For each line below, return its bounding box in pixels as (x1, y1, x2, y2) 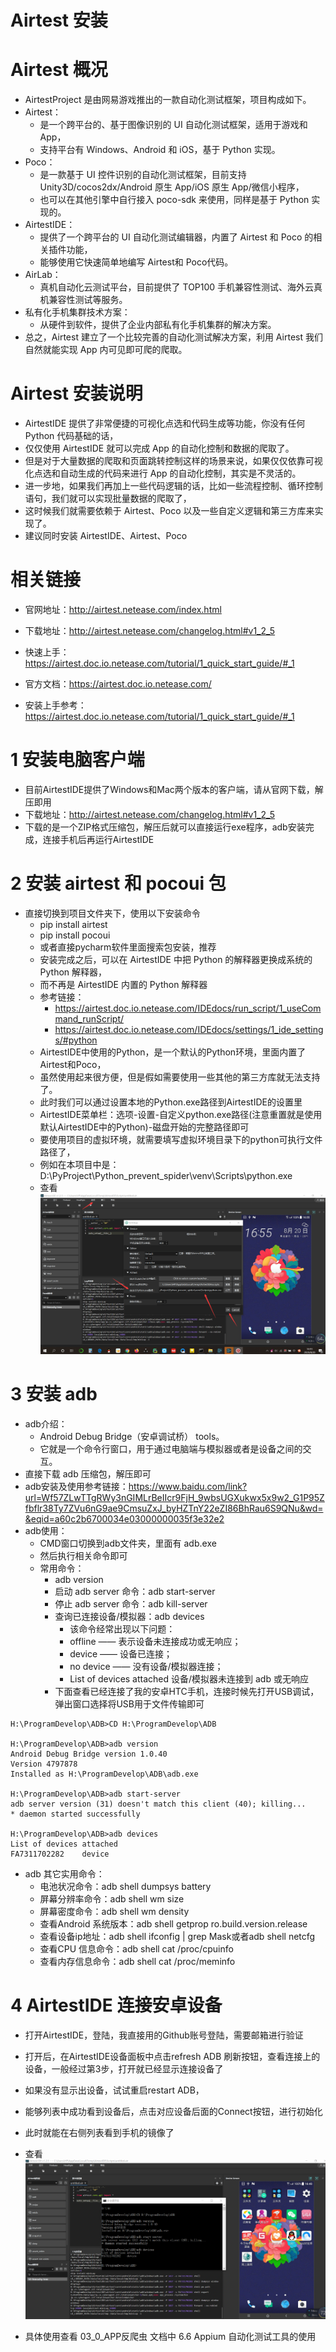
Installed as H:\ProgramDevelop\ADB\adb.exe (10, 1769, 199, 1779)
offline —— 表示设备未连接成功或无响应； (69, 1635, 242, 1647)
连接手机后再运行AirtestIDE (42, 833, 155, 845)
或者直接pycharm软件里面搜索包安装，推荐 (39, 941, 217, 953)
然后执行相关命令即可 (39, 1549, 128, 1561)
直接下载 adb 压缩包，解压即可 (24, 1467, 152, 1480)
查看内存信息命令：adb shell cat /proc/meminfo (39, 1955, 236, 1967)
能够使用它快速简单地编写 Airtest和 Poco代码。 (39, 256, 234, 268)
